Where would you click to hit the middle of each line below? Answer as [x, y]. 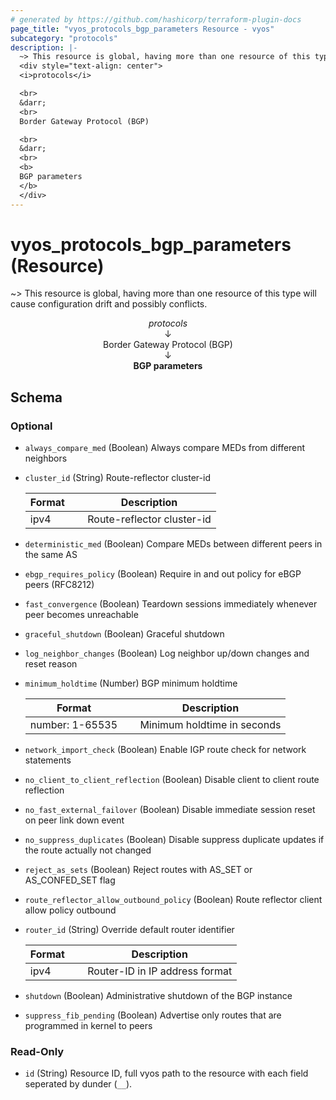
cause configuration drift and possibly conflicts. [109, 304]
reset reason [51, 664]
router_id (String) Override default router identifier [129, 930]
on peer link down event [74, 820]
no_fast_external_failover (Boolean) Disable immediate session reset [170, 810]
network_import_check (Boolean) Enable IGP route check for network [165, 750]
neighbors [46, 458]
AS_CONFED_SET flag [70, 880]
